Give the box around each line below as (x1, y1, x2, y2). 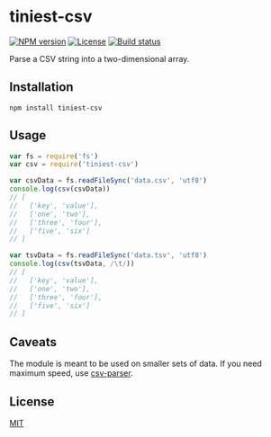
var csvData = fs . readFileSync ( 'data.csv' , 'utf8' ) (9, 176, 207, 185)
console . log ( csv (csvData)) (9, 184, 111, 194)
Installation (9, 79, 74, 95)
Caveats (9, 334, 57, 350)
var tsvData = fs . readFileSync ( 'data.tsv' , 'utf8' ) (9, 251, 207, 260)
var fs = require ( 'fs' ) (9, 151, 99, 161)
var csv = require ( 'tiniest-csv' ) (9, 160, 140, 169)
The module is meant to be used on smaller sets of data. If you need (9, 358, 263, 370)
